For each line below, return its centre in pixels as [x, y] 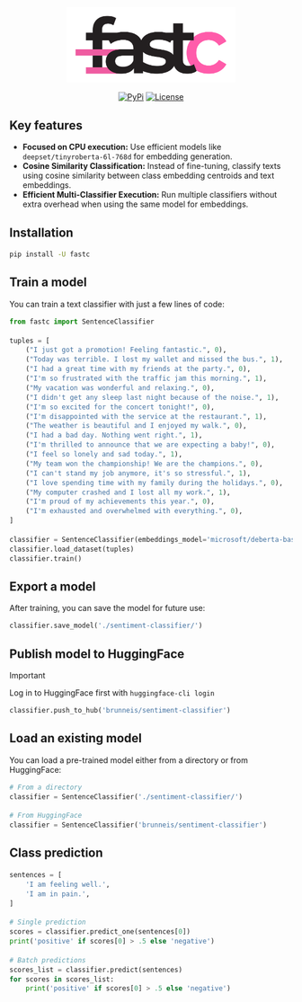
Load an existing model [75, 738]
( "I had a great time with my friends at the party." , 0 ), [138, 369]
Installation [41, 232]
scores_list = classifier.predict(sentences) [96, 970]
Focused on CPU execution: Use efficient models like [122, 147]
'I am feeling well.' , [68, 884]
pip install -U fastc [50, 254]
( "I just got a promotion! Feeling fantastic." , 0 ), [126, 350]
